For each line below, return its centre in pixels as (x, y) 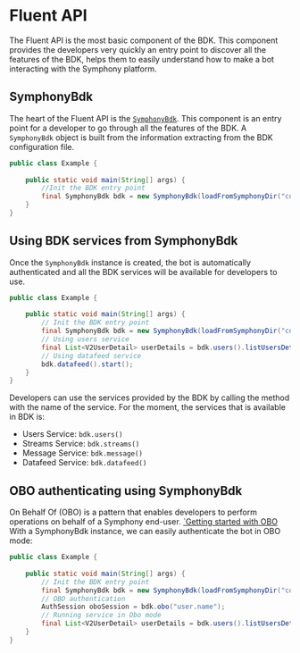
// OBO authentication (83, 599)
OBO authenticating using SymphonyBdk (126, 491)
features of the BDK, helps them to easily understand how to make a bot (142, 59)
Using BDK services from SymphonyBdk (124, 241)
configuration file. (42, 147)
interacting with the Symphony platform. (83, 69)
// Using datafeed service (92, 356)
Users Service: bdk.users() (72, 434)
